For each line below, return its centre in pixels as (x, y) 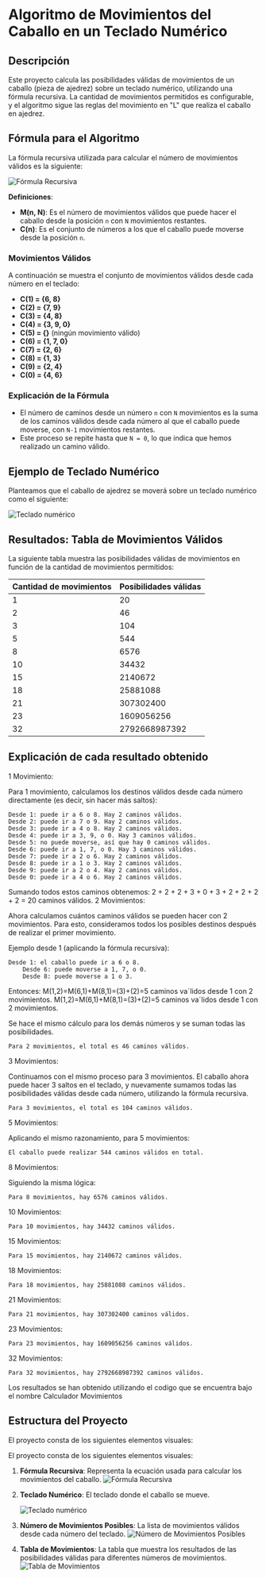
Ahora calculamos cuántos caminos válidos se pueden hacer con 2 (118, 915)
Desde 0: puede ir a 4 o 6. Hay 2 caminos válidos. (95, 877)
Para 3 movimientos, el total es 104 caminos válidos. (101, 1108)
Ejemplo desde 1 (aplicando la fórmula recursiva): (89, 948)
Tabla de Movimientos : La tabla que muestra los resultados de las (128, 1549)
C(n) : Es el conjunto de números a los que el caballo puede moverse (132, 229)
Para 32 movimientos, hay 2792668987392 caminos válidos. (106, 1372)
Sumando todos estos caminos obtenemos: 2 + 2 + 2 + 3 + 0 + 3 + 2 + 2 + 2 (133, 891)
